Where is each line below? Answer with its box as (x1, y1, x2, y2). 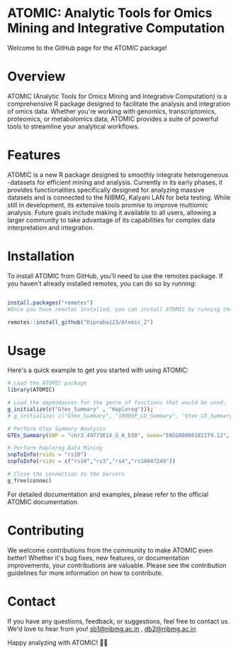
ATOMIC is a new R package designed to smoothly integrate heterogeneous (7, 170, 229, 179)
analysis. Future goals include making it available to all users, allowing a (7, 208, 217, 217)
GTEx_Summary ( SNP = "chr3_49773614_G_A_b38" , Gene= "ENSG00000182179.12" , (7, 432, 230, 439)
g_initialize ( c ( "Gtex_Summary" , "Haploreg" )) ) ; (7, 405, 154, 413)
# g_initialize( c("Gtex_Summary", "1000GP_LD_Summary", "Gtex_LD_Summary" (7, 412, 236, 420)
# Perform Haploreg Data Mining (7, 445, 103, 452)
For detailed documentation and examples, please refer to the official (7, 490, 209, 498)
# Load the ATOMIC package (7, 380, 87, 387)
